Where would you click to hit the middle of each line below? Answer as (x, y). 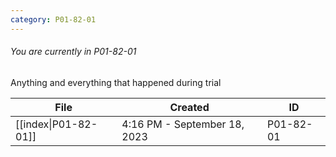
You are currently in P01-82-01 (73, 52)
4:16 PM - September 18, (183, 124)
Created (189, 107)
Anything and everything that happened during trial (116, 82)
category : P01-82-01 (53, 19)
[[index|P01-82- (56, 124)
